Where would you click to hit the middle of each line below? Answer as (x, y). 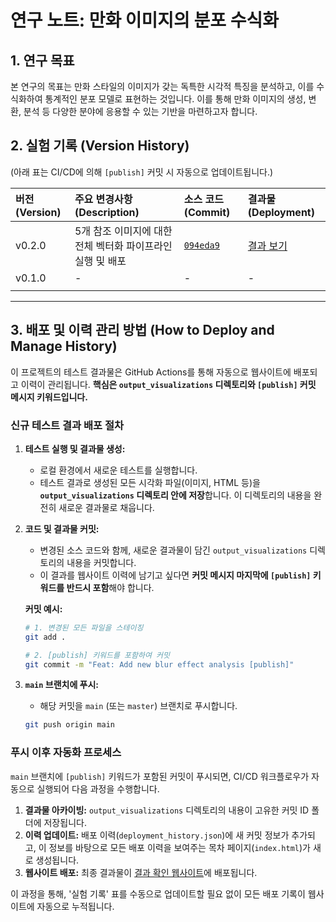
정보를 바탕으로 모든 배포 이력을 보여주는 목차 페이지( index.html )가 (179, 847)
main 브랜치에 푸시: (62, 685)
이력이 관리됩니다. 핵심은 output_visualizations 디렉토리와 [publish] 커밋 (168, 384)
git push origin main (69, 725)
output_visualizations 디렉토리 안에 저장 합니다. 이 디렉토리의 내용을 (175, 495)
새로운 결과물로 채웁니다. (106, 507)
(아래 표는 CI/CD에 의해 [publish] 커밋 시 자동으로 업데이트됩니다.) (142, 172)
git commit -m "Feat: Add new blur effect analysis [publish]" (159, 664)
